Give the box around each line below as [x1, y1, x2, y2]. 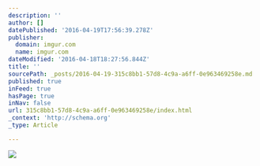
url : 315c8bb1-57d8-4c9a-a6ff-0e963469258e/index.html [8, 107, 193, 115]
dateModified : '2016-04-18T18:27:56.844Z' [8, 56, 150, 64]
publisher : [8, 33, 44, 42]
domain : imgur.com [15, 41, 77, 49]
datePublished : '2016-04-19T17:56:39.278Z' [8, 26, 154, 34]
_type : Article [8, 121, 58, 129]
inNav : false [8, 99, 51, 107]
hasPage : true [8, 92, 55, 100]
